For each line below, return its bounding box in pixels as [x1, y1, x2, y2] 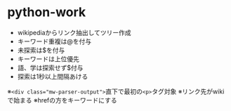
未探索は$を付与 [17, 46, 65, 54]
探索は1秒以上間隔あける [17, 72, 88, 81]
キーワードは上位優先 [17, 54, 79, 63]
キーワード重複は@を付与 [17, 37, 92, 46]
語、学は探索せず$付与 [17, 63, 84, 72]
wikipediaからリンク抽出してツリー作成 [17, 28, 131, 37]
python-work [7, 4, 86, 20]
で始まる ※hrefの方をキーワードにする [7, 96, 117, 104]
